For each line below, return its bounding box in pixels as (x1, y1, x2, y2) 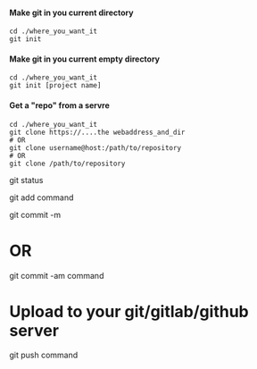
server (9, 320, 60, 340)
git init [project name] (9, 81, 102, 90)
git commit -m (9, 209, 62, 220)
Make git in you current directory (9, 7, 134, 18)
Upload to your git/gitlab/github (9, 301, 249, 322)
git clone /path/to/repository (9, 159, 126, 168)
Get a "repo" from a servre (9, 100, 110, 111)
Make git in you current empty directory (9, 54, 161, 64)
